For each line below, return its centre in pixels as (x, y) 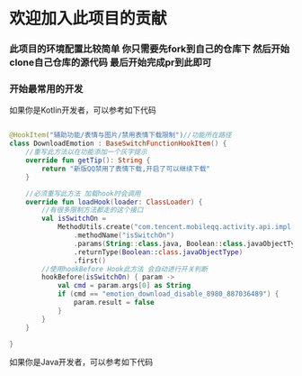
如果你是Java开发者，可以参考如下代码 (81, 362)
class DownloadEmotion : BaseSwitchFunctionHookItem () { (118, 144)
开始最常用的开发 (46, 89)
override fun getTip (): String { (88, 160)
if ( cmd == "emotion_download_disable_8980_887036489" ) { (168, 294)
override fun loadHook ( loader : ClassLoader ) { (114, 202)
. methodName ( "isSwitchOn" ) (124, 235)
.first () (89, 261)
